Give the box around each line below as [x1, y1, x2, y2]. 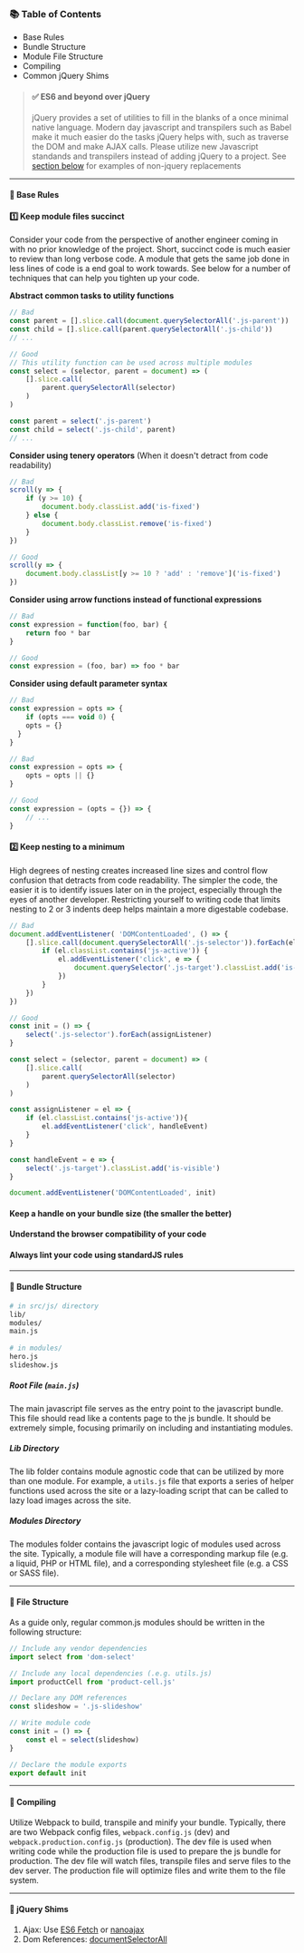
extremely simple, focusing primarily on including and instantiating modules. [9, 1422, 294, 1433]
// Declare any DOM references [9, 1694, 128, 1703]
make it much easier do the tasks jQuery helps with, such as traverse [31, 131, 290, 142]
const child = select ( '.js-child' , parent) [9, 425, 176, 434]
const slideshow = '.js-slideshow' [9, 1702, 144, 1712]
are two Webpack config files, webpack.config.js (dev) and [9, 1826, 231, 1837]
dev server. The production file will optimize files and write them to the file [9, 1865, 287, 1876]
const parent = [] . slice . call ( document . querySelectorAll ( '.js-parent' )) [9, 317, 290, 326]
